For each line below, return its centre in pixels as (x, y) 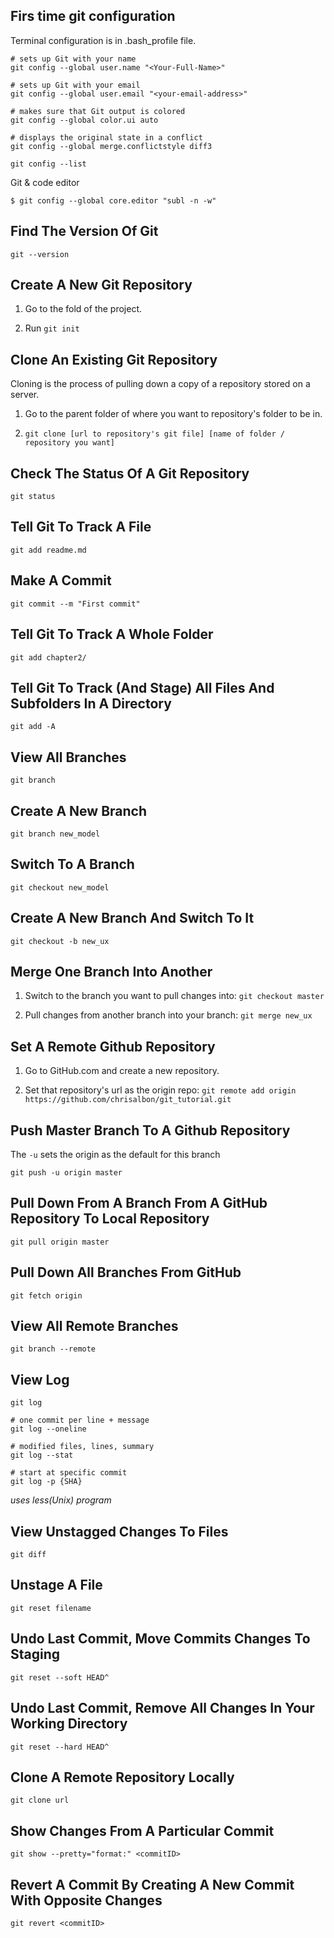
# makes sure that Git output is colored (98, 111)
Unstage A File (56, 1585)
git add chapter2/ (48, 657)
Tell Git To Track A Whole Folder (112, 634)
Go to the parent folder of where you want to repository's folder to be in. (173, 414)
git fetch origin (46, 1295)
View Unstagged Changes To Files (119, 1531)
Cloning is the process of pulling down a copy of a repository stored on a (160, 384)
